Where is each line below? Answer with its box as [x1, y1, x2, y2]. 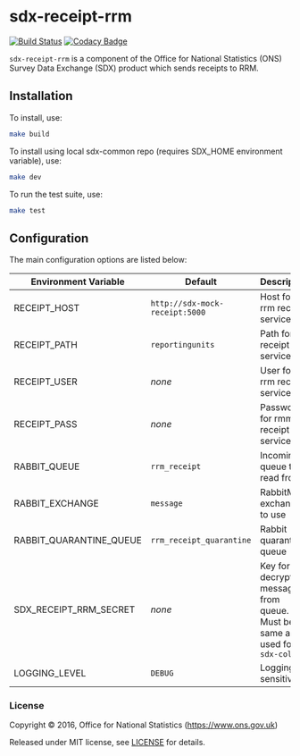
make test [9, 206, 46, 215]
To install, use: [9, 112, 62, 122]
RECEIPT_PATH [13, 339, 78, 351]
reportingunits [150, 340, 215, 350]
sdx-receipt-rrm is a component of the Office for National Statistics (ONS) [9, 53, 283, 63]
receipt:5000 [150, 307, 206, 318]
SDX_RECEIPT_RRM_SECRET [13, 603, 136, 616]
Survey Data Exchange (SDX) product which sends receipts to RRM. [9, 63, 259, 73]
